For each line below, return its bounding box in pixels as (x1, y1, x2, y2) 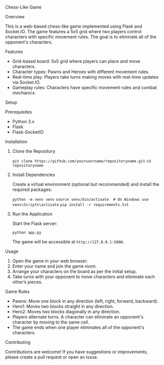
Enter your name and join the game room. (12, 263, 97, 269)
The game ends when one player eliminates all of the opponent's (12, 324, 145, 330)
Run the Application (12, 211, 53, 217)
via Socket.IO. (12, 79, 41, 85)
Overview (5, 14, 25, 19)
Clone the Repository (12, 148, 56, 154)
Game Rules (5, 289, 30, 294)
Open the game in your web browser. (12, 258, 88, 264)
